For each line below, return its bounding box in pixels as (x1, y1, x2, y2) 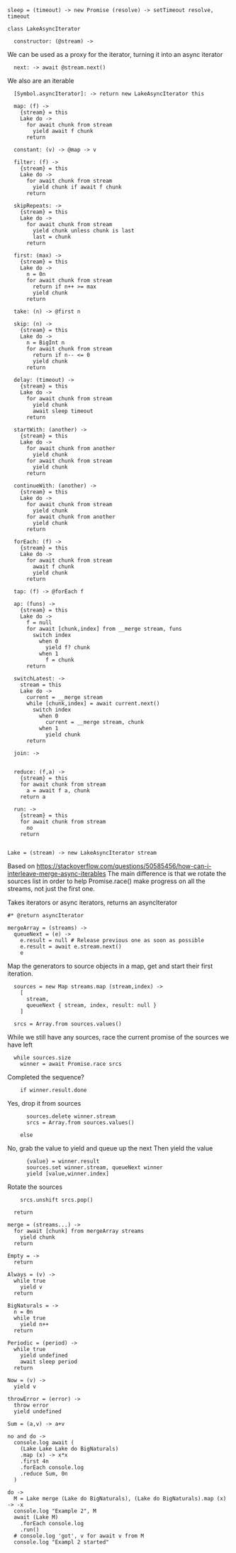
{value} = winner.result (26, 1158, 100, 1165)
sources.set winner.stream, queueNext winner (26, 1164, 163, 1171)
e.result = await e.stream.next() (20, 943, 122, 950)
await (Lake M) (13, 1514, 59, 1521)
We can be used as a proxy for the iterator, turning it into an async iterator (7, 50, 223, 58)
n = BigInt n (26, 339, 65, 346)
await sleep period (20, 1358, 78, 1365)
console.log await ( (13, 1439, 74, 1446)
